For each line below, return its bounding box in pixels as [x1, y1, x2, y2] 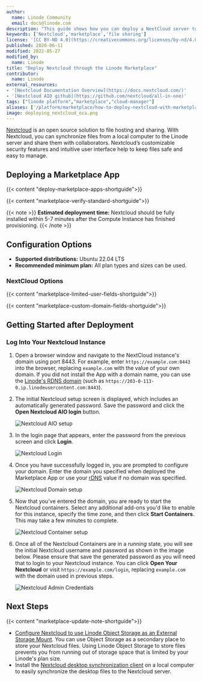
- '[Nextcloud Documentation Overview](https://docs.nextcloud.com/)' [6, 88, 187, 94]
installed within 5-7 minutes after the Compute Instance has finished [6, 216, 176, 223]
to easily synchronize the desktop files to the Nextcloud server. [14, 668, 172, 675]
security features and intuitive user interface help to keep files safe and [6, 145, 183, 153]
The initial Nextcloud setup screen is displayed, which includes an [14, 395, 179, 402]
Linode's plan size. [14, 654, 62, 662]
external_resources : [6, 82, 58, 88]
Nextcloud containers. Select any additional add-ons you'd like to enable [14, 504, 195, 511]
